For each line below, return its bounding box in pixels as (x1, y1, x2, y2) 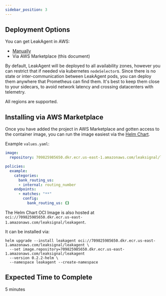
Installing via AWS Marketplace (5, 113, 104, 121)
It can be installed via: (5, 228, 50, 234)
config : (23, 196, 39, 201)
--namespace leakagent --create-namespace (9, 259, 98, 264)
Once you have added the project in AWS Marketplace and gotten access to (5, 126, 160, 132)
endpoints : (14, 187, 37, 192)
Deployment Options (5, 26, 70, 34)
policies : (5, 164, 26, 169)
